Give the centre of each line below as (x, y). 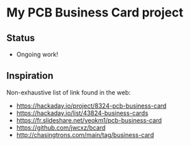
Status (21, 38)
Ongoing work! (37, 54)
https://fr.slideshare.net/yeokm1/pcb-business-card (89, 120)
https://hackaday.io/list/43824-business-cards (82, 113)
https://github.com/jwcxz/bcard (61, 127)
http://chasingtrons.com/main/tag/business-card (85, 134)
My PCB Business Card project (95, 13)
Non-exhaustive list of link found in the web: (69, 92)
